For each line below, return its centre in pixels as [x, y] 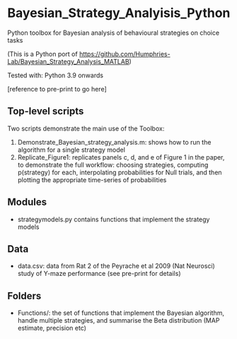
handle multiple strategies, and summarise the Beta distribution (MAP [118, 321]
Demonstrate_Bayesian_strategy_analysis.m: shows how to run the [114, 142]
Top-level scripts [46, 111]
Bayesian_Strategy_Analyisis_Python [119, 13]
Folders [24, 296]
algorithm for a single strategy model [71, 150]
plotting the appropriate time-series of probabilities [92, 179]
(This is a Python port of [42, 54]
